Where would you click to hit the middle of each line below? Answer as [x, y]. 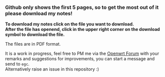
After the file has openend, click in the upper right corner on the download [82, 29]
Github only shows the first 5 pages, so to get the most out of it [82, 7]
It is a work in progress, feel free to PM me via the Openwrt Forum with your [82, 53]
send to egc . [17, 64]
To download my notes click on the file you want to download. [70, 24]
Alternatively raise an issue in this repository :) [52, 69]
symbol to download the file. [35, 35]
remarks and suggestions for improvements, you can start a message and [80, 59]
